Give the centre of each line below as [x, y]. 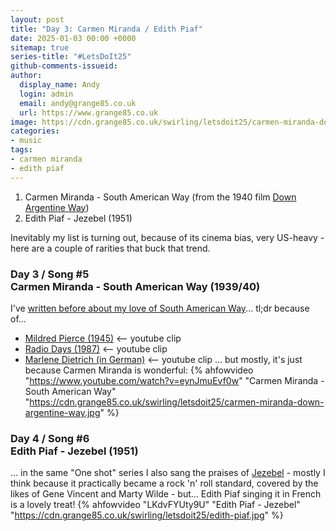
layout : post [37, 19]
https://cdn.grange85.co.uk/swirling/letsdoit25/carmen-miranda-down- [177, 402]
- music [26, 141]
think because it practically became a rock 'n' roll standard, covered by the [164, 483]
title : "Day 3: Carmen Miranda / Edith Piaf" [106, 29]
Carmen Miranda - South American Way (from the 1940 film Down [160, 197]
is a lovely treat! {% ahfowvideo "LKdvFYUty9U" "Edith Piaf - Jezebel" [155, 505]
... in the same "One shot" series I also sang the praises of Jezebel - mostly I [168, 473]
